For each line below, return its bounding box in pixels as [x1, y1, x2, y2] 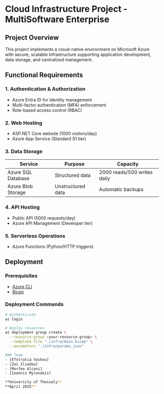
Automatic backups [99, 186, 144, 193]
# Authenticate [5, 312, 36, 317]
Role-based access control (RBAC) [12, 107, 82, 113]
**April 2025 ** [5, 384, 36, 389]
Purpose [64, 161, 85, 168]
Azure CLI [12, 283, 33, 290]
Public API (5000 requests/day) [12, 215, 76, 221]
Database [7, 175, 30, 182]
